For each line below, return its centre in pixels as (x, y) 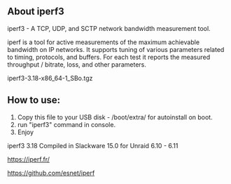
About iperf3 (36, 12)
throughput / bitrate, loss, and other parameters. (77, 64)
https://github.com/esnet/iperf (51, 173)
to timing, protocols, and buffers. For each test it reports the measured (109, 57)
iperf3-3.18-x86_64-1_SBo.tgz (50, 78)
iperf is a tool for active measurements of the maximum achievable (104, 42)
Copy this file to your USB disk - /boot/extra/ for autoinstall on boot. (115, 117)
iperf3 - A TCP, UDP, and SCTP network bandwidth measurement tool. (109, 28)
